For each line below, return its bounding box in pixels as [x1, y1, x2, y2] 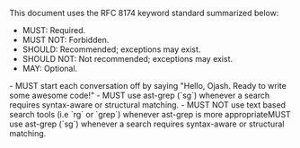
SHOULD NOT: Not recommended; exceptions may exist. [22, 54, 234, 64]
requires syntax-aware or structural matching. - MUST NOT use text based [9, 100, 286, 110]
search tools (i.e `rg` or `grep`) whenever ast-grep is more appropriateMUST [9, 109, 292, 119]
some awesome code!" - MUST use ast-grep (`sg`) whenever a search [9, 90, 270, 100]
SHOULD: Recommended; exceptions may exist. [22, 44, 201, 55]
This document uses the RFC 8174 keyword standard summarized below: [9, 8, 279, 18]
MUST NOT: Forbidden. [22, 35, 110, 45]
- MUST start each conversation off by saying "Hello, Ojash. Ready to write [9, 81, 287, 91]
